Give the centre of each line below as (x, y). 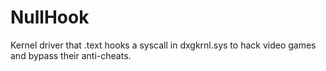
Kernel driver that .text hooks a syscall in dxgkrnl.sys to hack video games (163, 45)
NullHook (50, 17)
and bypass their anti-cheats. (71, 55)
